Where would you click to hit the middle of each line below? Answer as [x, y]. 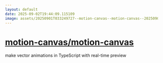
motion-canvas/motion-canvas [70, 42]
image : [12, 18]
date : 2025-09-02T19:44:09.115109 [40, 14]
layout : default [21, 9]
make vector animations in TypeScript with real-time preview [66, 55]
